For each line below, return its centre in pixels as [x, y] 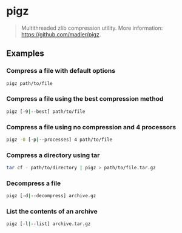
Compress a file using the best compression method [85, 99]
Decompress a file [34, 183]
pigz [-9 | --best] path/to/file [46, 111]
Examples [25, 54]
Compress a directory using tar [53, 155]
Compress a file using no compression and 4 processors [91, 127]
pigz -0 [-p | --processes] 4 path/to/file [59, 140]
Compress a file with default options [61, 71]
